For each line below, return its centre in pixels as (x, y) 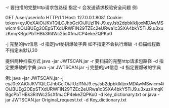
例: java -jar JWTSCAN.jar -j (34, 78)
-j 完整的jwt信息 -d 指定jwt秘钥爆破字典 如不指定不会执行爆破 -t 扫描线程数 (83, 44)
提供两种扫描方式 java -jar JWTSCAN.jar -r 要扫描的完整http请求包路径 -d (82, 61)
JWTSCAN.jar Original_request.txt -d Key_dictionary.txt (69, 100)
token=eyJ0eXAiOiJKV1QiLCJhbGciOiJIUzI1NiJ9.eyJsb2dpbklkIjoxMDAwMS (84, 23)
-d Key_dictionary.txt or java (128, 94)
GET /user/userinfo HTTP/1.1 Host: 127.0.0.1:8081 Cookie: (64, 17)
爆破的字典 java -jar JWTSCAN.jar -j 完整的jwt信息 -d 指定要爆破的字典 (88, 67)
